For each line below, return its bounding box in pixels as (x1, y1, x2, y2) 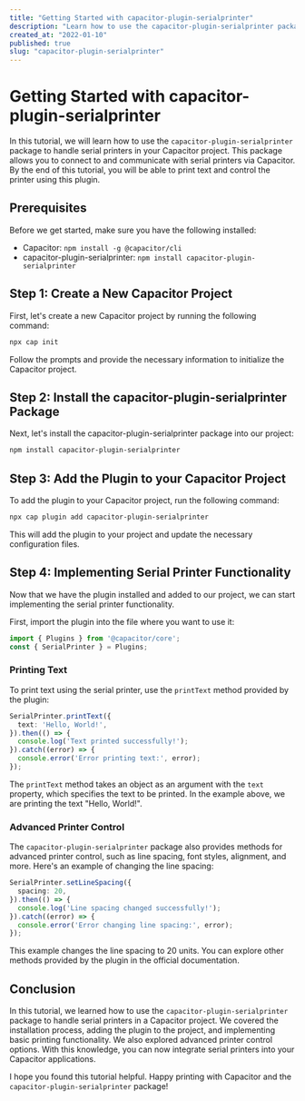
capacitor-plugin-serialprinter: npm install (22, 252, 183, 263)
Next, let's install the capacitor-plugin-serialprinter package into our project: (9, 428, 294, 439)
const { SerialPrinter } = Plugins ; (9, 642, 148, 651)
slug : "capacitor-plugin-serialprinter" (9, 47, 165, 56)
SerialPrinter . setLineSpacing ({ (9, 878, 132, 888)
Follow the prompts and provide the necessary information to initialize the (9, 353, 284, 364)
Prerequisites (9, 201, 87, 216)
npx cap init (9, 337, 59, 346)
